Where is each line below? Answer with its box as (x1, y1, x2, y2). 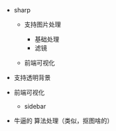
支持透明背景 (13, 73, 51, 82)
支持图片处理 (24, 20, 61, 29)
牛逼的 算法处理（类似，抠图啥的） (13, 116, 113, 125)
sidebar (24, 102, 47, 110)
